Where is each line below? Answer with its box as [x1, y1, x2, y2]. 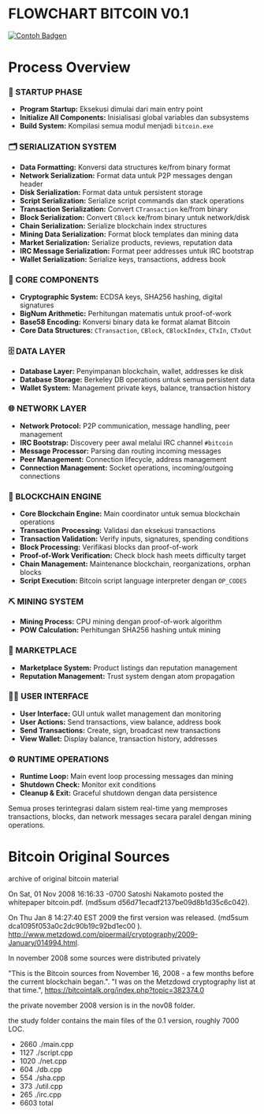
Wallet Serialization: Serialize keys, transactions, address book [19, 254, 226, 264]
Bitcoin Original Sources [8, 848, 170, 866]
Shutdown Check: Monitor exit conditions [19, 780, 156, 789]
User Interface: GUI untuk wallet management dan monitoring [19, 709, 221, 718]
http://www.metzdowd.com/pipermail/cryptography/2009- [8, 930, 199, 939]
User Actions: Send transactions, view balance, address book [19, 717, 222, 726]
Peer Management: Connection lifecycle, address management [19, 454, 227, 464]
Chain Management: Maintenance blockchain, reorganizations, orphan [19, 559, 251, 568]
